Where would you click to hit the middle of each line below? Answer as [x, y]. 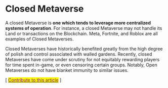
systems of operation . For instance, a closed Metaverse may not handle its [84, 28]
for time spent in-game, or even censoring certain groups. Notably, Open [81, 65]
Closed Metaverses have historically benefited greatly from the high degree [84, 49]
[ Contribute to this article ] [33, 80]
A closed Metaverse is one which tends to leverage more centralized [78, 23]
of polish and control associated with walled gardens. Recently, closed [79, 54]
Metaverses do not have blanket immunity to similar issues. [67, 70]
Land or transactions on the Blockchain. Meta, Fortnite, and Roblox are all [81, 33]
